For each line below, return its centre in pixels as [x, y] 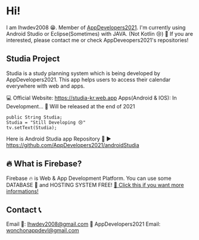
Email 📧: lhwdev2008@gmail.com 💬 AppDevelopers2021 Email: [83, 224]
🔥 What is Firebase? [44, 164]
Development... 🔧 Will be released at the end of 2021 [71, 106]
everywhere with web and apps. [46, 86]
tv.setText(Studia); [32, 127]
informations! [22, 191]
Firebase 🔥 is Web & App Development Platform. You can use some [89, 178]
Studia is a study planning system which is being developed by [83, 73]
